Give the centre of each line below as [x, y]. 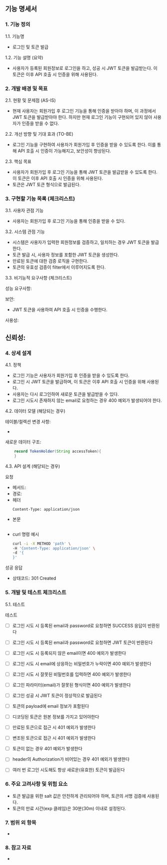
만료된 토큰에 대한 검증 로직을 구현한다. [50, 261]
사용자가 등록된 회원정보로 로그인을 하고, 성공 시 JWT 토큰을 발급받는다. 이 [85, 68]
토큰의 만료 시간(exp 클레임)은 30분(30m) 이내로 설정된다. [69, 808]
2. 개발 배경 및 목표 [27, 88]
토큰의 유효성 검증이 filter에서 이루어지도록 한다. [59, 267]
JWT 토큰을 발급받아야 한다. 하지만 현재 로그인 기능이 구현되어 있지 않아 [82, 117]
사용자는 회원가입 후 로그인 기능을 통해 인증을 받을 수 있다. [69, 221]
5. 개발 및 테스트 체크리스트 [36, 592]
